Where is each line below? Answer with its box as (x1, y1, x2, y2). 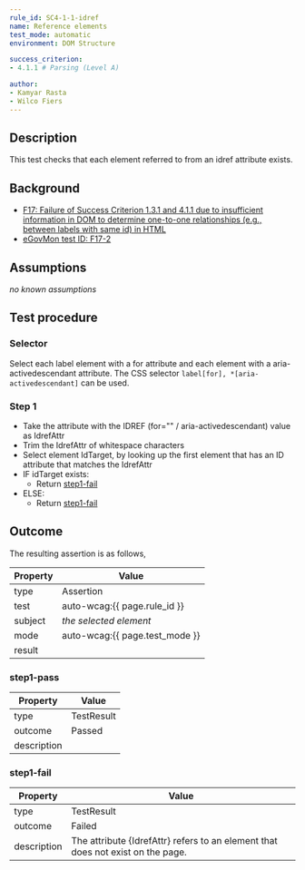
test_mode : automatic (9, 30, 92, 39)
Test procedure (9, 310, 98, 326)
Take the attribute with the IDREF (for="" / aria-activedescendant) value (22, 421, 291, 432)
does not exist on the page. (71, 846, 188, 858)
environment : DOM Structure (9, 38, 116, 48)
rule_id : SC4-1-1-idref (9, 13, 100, 23)
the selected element (62, 614, 152, 627)
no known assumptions (9, 284, 97, 295)
